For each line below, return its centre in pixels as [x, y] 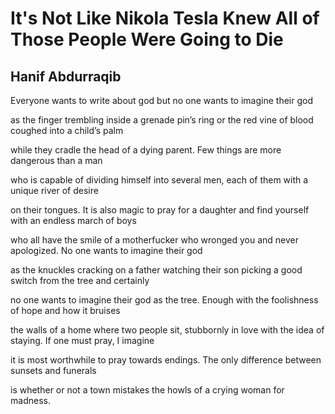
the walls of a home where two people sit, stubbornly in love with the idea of [167, 330]
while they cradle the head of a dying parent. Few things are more [146, 150]
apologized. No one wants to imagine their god [106, 250]
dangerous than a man [56, 160]
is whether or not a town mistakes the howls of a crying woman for [147, 390]
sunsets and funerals [53, 370]
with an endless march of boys [73, 220]
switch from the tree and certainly [80, 280]
